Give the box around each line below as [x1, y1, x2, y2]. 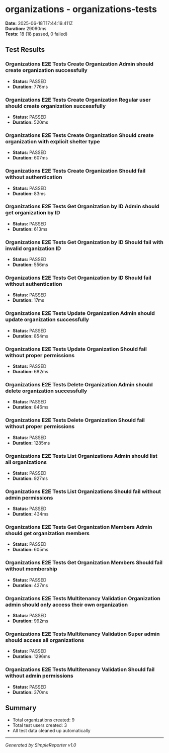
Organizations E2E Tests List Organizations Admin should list [5, 452, 157, 459]
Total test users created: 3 [12, 722, 67, 728]
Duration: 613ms [12, 226, 48, 232]
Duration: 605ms [12, 547, 49, 553]
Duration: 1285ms [12, 440, 50, 446]
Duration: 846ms [12, 404, 49, 410]
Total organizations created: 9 [12, 717, 75, 723]
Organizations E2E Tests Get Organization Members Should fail [5, 559, 162, 566]
